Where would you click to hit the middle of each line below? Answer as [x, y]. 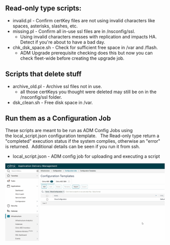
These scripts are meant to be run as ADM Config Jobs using [69, 131]
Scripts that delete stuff [44, 74]
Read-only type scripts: [44, 8]
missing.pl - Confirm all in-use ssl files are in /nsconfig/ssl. [74, 31]
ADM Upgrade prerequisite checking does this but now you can [86, 53]
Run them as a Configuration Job [58, 118]
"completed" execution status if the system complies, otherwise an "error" [83, 141]
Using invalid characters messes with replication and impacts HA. [88, 36]
